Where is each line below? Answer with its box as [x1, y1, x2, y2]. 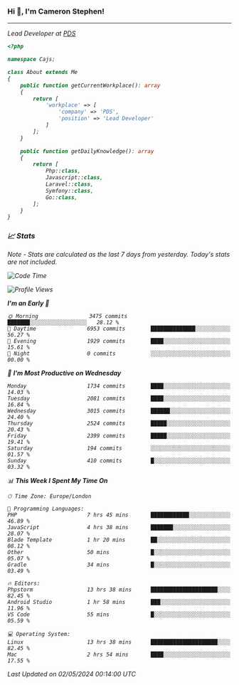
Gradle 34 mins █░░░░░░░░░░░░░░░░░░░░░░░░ [7, 561, 231, 568]
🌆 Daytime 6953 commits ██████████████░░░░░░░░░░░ [7, 325, 231, 332]
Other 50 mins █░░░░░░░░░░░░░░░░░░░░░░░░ [7, 548, 231, 556]
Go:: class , [45, 193, 78, 201]
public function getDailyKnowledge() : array [20, 147, 154, 155]
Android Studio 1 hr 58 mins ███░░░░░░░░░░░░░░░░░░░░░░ [7, 598, 231, 605]
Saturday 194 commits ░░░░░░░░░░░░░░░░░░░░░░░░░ [7, 445, 231, 452]
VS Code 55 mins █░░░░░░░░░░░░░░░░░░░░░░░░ [7, 611, 231, 618]
